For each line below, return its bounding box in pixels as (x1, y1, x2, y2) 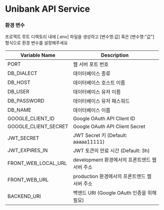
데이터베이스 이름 (73, 107, 111, 114)
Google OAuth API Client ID (73, 115, 135, 122)
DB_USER (7, 88, 29, 95)
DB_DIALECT (7, 70, 38, 77)
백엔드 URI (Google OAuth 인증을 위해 (73, 189, 157, 196)
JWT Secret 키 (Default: (73, 132, 127, 139)
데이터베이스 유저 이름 (73, 89, 121, 95)
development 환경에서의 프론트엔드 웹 (73, 157, 157, 163)
